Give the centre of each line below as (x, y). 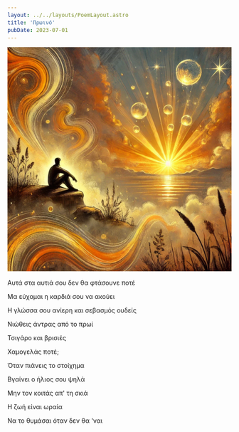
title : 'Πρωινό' (31, 22)
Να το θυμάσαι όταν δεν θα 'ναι (55, 421)
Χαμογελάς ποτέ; (33, 352)
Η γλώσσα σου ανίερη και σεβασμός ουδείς (72, 310)
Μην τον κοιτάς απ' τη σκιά (48, 393)
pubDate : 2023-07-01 (38, 30)
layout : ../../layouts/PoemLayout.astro (68, 15)
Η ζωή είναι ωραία (35, 407)
